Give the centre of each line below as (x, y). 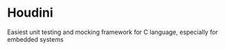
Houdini (30, 13)
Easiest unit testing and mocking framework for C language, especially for (112, 32)
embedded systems (35, 39)
